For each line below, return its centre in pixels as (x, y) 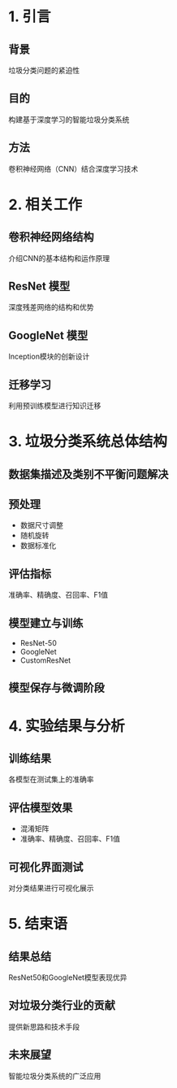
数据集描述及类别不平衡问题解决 (88, 474)
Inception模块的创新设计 (49, 357)
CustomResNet (45, 660)
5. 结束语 (38, 924)
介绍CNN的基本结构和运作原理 (59, 258)
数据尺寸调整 (41, 525)
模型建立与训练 (46, 623)
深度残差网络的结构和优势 (51, 307)
